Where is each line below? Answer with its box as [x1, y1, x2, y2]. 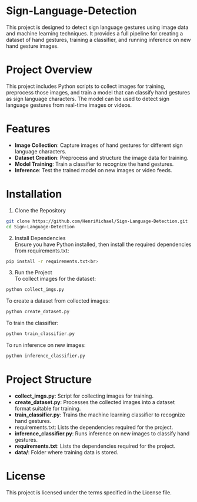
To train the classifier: [6, 320, 59, 327]
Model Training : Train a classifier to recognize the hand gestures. [14, 160, 174, 168]
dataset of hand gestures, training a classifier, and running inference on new [6, 36, 191, 43]
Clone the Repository [14, 206, 66, 214]
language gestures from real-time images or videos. [6, 101, 132, 109]
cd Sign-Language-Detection [6, 224, 75, 229]
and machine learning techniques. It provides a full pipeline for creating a [6, 29, 183, 37]
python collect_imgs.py [6, 287, 65, 293]
